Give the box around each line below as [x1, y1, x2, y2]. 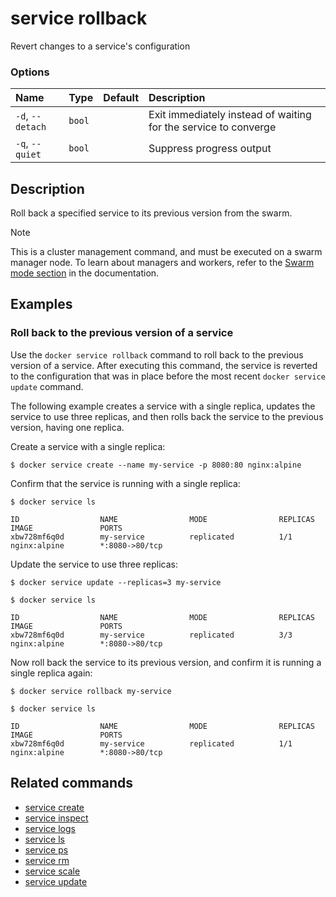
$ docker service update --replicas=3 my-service [10, 577, 222, 587]
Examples [10, 296, 73, 313]
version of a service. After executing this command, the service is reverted [10, 359, 318, 371]
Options [10, 65, 50, 79]
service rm [24, 854, 70, 866]
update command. [10, 380, 84, 392]
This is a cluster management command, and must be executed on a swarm [10, 246, 323, 258]
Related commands [10, 775, 133, 792]
